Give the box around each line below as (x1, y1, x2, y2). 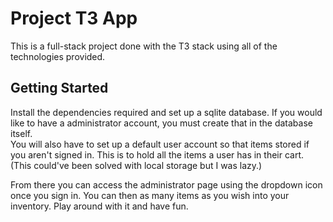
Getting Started (10, 80, 109, 97)
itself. (10, 127, 33, 139)
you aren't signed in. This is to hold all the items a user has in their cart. (10, 148, 305, 161)
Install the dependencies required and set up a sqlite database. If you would (10, 106, 323, 118)
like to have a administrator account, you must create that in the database (10, 117, 313, 129)
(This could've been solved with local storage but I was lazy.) (10, 159, 263, 171)
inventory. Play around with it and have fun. (10, 200, 189, 212)
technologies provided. (10, 50, 106, 62)
